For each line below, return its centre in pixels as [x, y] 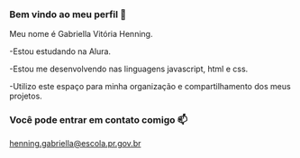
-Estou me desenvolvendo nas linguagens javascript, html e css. [129, 69]
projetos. [26, 96]
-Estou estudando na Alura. [60, 51]
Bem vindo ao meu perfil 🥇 [68, 14]
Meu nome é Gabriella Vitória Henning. [81, 34]
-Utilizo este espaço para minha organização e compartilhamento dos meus [150, 87]
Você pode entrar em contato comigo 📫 [98, 120]
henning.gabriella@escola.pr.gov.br [75, 143]
